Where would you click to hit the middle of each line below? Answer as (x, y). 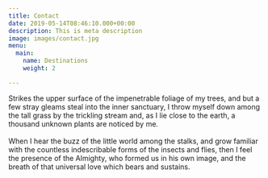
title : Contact (34, 16)
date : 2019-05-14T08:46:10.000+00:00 (72, 23)
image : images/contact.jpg (54, 38)
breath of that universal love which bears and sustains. (100, 167)
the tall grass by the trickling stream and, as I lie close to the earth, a (122, 115)
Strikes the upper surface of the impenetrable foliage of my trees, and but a (134, 98)
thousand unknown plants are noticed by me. (84, 124)
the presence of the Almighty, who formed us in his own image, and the (127, 158)
